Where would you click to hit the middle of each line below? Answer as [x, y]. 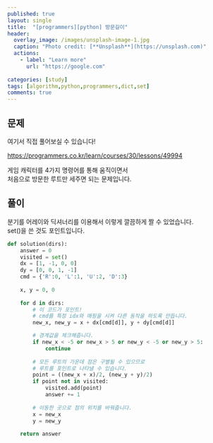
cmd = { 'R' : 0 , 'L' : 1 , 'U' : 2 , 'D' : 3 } [74, 277]
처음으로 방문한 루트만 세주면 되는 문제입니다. [69, 179]
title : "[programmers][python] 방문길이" [68, 27]
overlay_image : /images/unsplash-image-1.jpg [82, 40]
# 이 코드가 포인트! [57, 309]
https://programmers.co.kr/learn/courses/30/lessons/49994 [95, 155]
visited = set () [44, 257]
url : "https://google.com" [66, 66]
